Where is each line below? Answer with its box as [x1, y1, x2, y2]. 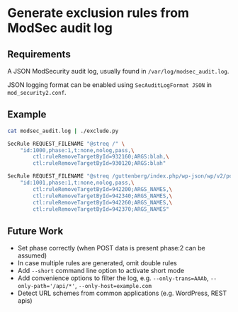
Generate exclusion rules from [7, 5, 190, 21]
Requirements [7, 48, 71, 60]
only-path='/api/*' [17, 283, 76, 290]
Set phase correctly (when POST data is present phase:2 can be [17, 244, 205, 253]
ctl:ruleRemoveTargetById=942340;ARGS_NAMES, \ [33, 192, 173, 200]
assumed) [17, 251, 47, 260]
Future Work [7, 225, 64, 237]
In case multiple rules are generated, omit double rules [17, 259, 177, 267]
